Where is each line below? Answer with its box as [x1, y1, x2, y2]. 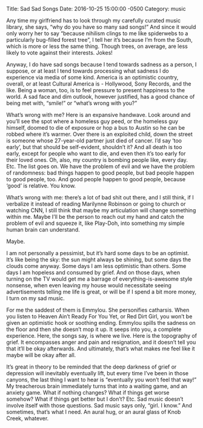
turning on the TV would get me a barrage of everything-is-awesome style [6, 275, 193, 283]
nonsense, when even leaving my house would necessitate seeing [6, 282, 171, 289]
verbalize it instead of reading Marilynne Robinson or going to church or [6, 200, 186, 207]
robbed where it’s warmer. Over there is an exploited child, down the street [6, 130, 193, 138]
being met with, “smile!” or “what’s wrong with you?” [6, 99, 138, 107]
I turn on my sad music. [6, 295, 65, 302]
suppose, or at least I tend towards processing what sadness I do [6, 67, 169, 75]
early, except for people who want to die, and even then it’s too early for [6, 150, 186, 157]
